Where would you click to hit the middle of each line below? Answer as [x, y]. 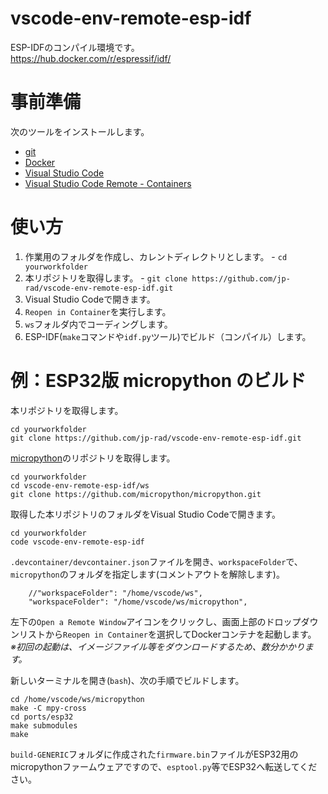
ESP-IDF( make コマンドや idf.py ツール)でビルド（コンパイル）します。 [168, 336]
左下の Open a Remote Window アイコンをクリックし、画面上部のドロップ [156, 621]
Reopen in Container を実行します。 [98, 311]
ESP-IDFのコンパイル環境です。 [75, 47]
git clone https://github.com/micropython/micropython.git [136, 494]
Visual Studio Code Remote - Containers [108, 183]
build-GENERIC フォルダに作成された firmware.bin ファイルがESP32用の [154, 754]
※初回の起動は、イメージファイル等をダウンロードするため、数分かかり [157, 646]
